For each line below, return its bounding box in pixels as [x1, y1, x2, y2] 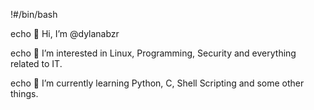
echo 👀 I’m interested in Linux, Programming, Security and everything [10, 47, 297, 59]
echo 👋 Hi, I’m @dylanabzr [10, 28, 120, 39]
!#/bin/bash [10, 9, 58, 20]
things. [10, 88, 39, 99]
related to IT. [10, 58, 63, 69]
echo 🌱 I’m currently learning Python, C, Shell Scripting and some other [10, 77, 305, 89]
